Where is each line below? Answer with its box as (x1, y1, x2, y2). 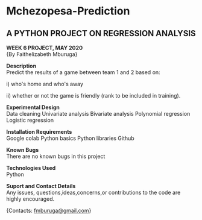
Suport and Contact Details (6, 183, 76, 189)
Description (6, 62, 37, 69)
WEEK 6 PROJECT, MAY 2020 (6, 44, 83, 51)
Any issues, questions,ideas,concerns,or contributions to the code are (6, 189, 181, 196)
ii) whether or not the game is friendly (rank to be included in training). (6, 92, 181, 99)
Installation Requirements (6, 128, 72, 135)
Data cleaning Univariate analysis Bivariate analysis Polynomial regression (6, 110, 191, 117)
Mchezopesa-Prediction (6, 4, 130, 18)
